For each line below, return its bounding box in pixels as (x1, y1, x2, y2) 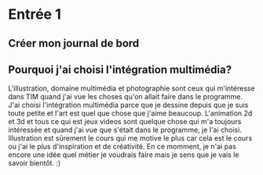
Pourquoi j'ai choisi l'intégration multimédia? (8, 62, 232, 76)
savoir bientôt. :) (8, 159, 61, 168)
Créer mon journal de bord (8, 37, 140, 50)
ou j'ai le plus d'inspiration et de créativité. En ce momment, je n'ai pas (8, 142, 237, 152)
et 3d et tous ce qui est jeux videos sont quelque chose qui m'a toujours (8, 117, 242, 127)
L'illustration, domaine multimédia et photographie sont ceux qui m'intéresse (8, 84, 255, 93)
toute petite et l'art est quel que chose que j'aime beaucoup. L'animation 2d (8, 109, 253, 118)
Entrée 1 (8, 5, 61, 23)
